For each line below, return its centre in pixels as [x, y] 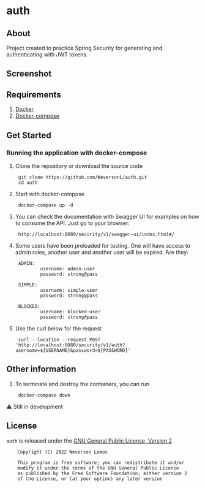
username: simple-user [69, 290]
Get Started [29, 135]
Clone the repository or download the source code [79, 166]
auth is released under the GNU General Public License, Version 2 [89, 440]
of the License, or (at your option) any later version [90, 479]
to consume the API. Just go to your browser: [72, 223]
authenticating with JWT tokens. [47, 55]
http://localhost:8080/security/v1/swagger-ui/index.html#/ [96, 234]
